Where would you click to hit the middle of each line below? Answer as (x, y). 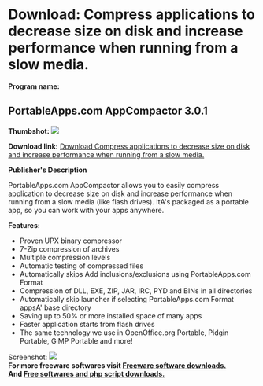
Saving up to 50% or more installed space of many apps (111, 315)
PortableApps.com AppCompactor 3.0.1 (108, 111)
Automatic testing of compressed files (81, 266)
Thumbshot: (29, 131)
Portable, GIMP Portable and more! (76, 340)
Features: (24, 225)
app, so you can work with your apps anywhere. (86, 210)
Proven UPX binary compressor (70, 241)
